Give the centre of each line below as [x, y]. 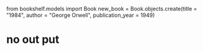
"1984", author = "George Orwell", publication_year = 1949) [81, 15]
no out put [33, 40]
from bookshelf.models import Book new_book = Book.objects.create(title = [102, 9]
